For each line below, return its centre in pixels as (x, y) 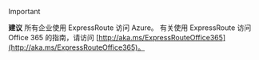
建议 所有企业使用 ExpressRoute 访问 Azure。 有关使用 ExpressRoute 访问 (130, 28)
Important (24, 11)
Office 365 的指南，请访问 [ (54, 37)
